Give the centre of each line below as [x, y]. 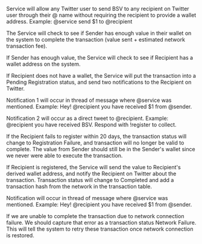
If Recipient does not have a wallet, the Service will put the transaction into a [101, 76]
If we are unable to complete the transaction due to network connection [95, 216]
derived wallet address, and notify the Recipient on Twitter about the [91, 174]
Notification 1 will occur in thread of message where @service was [89, 100]
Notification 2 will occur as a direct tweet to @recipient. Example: [87, 118]
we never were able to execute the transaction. [65, 155]
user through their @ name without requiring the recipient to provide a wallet [101, 15]
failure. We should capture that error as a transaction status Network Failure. [101, 223]
